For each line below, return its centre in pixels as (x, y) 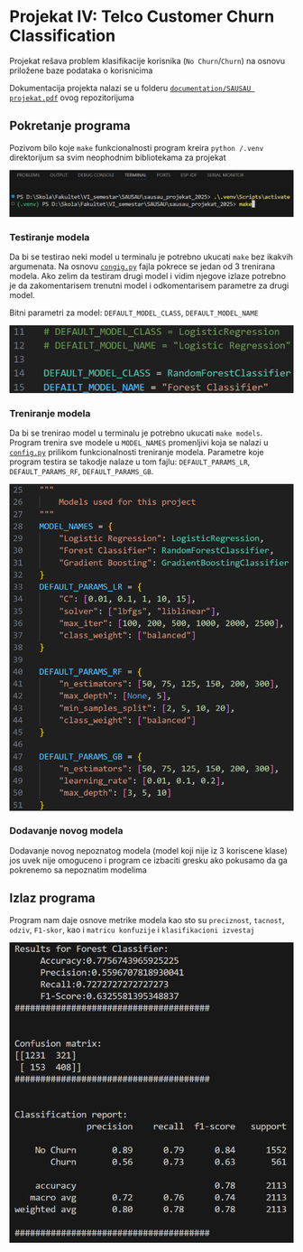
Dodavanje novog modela (66, 831)
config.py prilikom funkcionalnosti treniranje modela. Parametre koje (137, 453)
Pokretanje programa (70, 126)
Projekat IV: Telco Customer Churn (142, 17)
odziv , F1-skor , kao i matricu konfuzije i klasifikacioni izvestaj (132, 930)
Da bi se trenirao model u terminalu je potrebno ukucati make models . (136, 433)
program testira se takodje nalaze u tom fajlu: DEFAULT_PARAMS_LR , (130, 462)
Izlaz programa (53, 898)
